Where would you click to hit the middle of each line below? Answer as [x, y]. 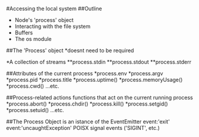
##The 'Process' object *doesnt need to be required [70, 50]
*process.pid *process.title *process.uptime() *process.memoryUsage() [94, 80]
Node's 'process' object [44, 20]
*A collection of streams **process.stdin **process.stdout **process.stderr [99, 62]
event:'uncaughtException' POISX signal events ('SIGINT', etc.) [83, 128]
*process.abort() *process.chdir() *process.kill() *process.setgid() [87, 104]
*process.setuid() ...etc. [35, 110]
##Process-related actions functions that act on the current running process [99, 98]
